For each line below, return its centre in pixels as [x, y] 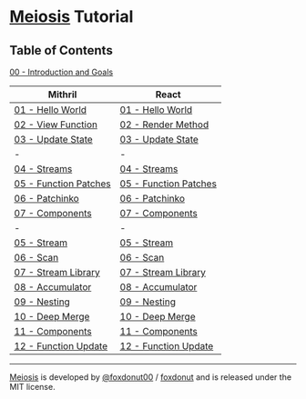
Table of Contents [61, 50]
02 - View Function [56, 125]
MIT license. [33, 387]
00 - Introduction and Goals [61, 72]
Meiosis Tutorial [71, 17]
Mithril [62, 95]
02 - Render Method [164, 125]
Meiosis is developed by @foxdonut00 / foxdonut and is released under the [151, 377]
